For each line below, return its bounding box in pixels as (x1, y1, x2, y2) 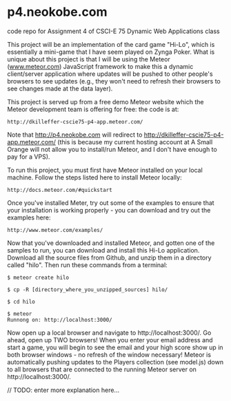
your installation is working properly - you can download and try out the (7, 206, 211, 214)
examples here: (7, 213, 51, 222)
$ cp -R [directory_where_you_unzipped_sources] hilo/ (7, 286, 168, 293)
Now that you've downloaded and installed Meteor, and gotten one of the (7, 239, 215, 247)
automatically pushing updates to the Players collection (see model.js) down (7, 358, 224, 366)
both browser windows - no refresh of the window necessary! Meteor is (7, 350, 212, 359)
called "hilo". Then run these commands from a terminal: (7, 260, 168, 269)
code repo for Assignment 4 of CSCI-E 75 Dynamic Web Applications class (7, 27, 220, 35)
